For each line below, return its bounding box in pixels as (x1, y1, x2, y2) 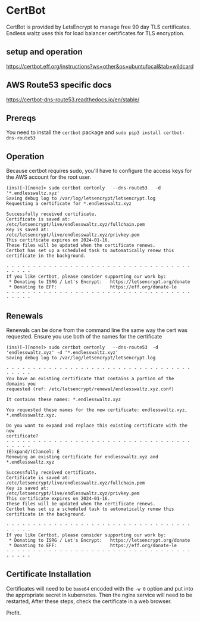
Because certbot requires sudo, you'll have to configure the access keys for (6, 167, 192, 175)
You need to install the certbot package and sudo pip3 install (6, 129, 161, 136)
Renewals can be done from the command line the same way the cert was (6, 327, 188, 334)
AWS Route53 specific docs (6, 80, 112, 90)
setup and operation (6, 47, 83, 57)
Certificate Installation (6, 569, 91, 579)
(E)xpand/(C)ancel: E (6, 449, 60, 455)
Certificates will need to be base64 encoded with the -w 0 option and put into (6, 585, 193, 592)
